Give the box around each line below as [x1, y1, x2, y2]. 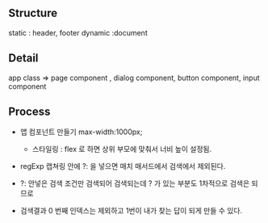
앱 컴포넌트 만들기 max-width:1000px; [19, 127, 143, 137]
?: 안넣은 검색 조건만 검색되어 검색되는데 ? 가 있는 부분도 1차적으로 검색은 [19, 179, 250, 188]
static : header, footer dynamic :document [8, 27, 148, 37]
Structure [8, 6, 58, 20]
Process [8, 105, 51, 119]
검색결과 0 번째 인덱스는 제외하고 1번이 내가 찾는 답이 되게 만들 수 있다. [19, 206, 243, 216]
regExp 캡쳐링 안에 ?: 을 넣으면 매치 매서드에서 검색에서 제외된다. [19, 162, 226, 171]
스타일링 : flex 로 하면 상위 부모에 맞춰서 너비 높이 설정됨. [31, 145, 212, 154]
